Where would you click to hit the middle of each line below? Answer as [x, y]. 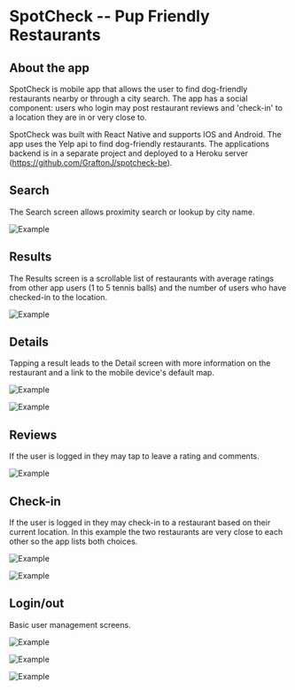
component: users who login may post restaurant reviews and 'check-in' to [146, 108]
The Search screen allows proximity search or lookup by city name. [132, 212]
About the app [50, 68]
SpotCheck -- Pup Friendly [109, 16]
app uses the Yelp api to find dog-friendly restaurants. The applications [140, 144]
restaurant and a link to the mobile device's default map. [112, 373]
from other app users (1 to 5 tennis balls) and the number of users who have [148, 287]
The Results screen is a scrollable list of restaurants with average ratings [142, 278]
